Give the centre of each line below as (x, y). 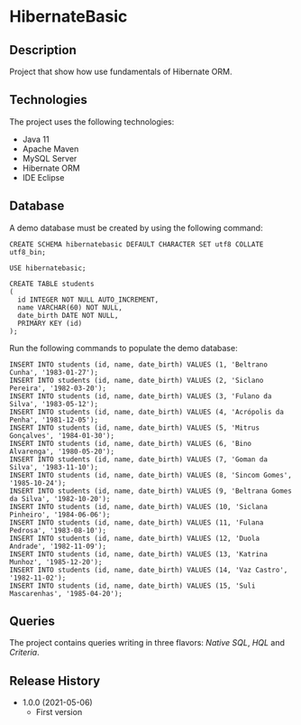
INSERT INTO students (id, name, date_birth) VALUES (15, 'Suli (132, 586)
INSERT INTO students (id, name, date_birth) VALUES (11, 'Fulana (137, 522)
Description (43, 50)
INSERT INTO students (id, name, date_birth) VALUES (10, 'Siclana (139, 507)
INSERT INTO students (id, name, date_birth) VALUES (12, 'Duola (134, 538)
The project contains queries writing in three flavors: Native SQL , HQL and (147, 643)
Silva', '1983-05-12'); (54, 404)
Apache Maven (50, 149)
